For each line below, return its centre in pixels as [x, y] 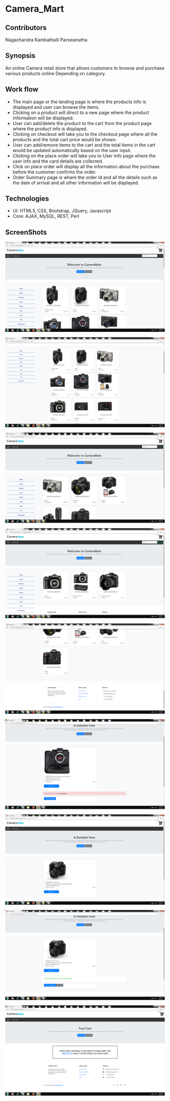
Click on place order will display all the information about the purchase [86, 166]
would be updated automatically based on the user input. [72, 150]
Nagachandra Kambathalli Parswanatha [46, 40]
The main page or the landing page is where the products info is [79, 102]
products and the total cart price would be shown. [65, 139]
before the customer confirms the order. [54, 172]
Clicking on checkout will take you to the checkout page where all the [85, 134]
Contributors [26, 28]
